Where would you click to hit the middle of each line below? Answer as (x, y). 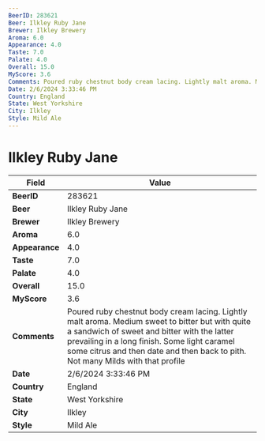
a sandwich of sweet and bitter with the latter (150, 331)
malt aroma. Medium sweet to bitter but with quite (159, 321)
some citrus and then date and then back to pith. (157, 351)
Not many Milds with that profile (126, 360)
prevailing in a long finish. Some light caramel (151, 341)
